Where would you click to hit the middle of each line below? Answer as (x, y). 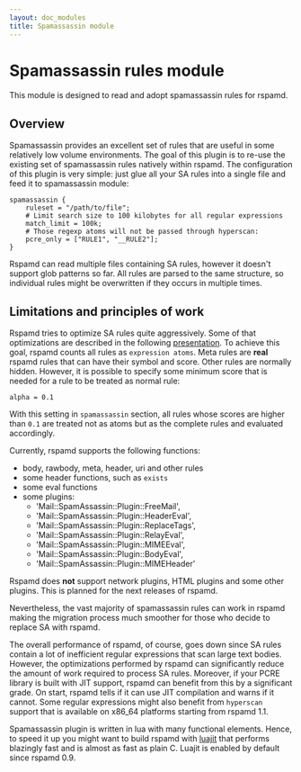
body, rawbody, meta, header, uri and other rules (113, 468)
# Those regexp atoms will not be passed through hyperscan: (142, 232)
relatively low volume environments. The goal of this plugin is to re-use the (147, 155)
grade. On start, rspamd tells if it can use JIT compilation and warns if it (142, 693)
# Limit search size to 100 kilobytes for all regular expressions (154, 216)
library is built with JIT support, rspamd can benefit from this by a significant (151, 683)
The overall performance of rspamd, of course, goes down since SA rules (146, 645)
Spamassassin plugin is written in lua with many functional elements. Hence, (151, 729)
